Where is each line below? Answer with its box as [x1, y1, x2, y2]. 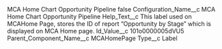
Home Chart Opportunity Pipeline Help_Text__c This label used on [7, 12, 193, 20]
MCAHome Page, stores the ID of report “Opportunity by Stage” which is [7, 20, 212, 28]
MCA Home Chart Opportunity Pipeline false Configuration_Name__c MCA [7, 5, 216, 13]
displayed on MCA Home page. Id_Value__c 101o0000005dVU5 [7, 27, 184, 35]
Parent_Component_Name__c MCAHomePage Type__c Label [7, 34, 178, 42]
